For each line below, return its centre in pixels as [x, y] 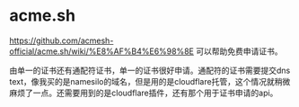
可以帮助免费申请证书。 [239, 51]
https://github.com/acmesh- [62, 40]
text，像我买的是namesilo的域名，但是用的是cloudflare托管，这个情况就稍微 [150, 81]
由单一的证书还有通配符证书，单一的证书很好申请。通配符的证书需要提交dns [150, 70]
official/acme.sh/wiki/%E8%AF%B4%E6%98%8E [102, 51]
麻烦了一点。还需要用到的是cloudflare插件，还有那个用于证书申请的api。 [144, 93]
